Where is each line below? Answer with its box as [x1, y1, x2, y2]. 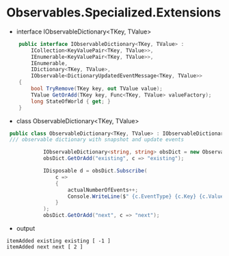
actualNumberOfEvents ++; [67, 186, 138, 193]
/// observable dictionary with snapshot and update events [9, 136, 185, 143]
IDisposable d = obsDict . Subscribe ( [42, 168, 148, 175]
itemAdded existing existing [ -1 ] [6, 238, 111, 244]
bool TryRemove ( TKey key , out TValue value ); [31, 86, 163, 92]
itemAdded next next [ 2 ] [6, 244, 83, 251]
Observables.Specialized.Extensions [6, 5, 221, 21]
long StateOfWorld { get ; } [31, 98, 111, 105]
